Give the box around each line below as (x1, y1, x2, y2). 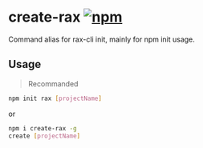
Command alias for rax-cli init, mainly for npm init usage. (8, 34, 195, 44)
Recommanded (27, 78, 79, 88)
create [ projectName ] (8, 132, 81, 140)
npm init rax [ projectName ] (8, 94, 103, 102)
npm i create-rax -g (8, 124, 78, 132)
